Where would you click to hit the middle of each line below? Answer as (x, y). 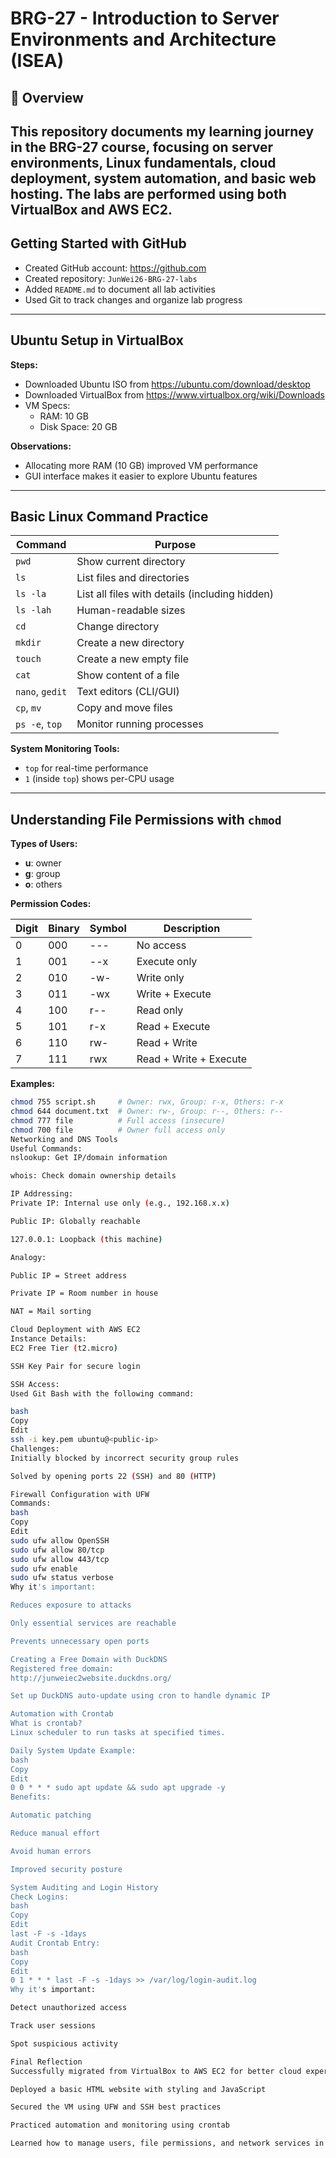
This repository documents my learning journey (162, 131)
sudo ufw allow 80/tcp (57, 1550)
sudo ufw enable (44, 1568)
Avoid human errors (51, 1851)
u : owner (43, 863)
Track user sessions (53, 2026)
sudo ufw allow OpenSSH (60, 1540)
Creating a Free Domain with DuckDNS (89, 1659)
